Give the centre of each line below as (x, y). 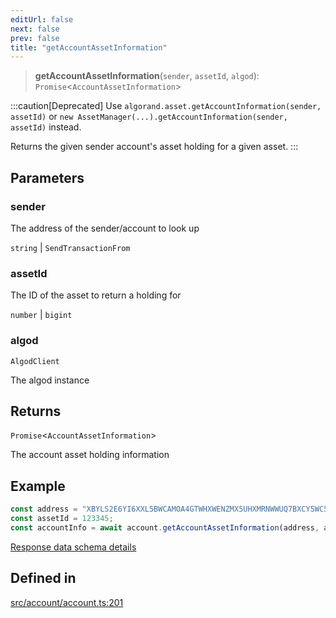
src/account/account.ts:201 (67, 602)
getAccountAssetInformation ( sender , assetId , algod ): (147, 76)
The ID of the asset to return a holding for (96, 295)
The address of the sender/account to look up (105, 228)
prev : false (35, 38)
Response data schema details (73, 547)
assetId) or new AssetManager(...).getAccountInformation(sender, (149, 117)
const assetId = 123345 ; (62, 519)
